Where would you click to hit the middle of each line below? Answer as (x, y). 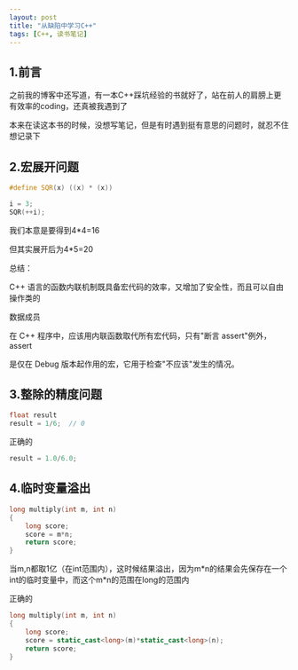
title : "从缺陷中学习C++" (53, 26)
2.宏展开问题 (44, 166)
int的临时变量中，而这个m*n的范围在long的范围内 (99, 580)
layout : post (33, 17)
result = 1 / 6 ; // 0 (47, 424)
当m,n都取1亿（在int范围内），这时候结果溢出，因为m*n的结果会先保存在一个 (149, 569)
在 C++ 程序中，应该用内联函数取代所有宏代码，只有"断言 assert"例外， (141, 335)
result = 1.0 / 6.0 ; (43, 459)
